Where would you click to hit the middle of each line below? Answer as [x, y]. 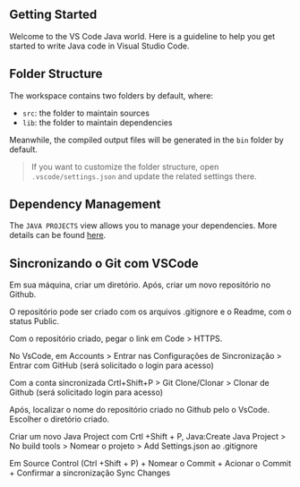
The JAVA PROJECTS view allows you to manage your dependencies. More [143, 226]
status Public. [34, 321]
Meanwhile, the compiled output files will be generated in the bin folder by [146, 140]
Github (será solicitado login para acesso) [86, 392]
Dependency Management [85, 205]
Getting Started [53, 15]
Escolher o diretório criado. [60, 419]
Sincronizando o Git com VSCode [104, 263]
